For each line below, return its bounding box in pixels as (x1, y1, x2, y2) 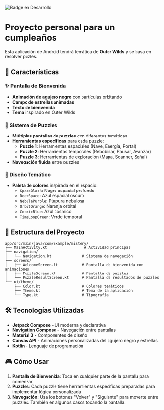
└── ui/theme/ (5, 280, 34, 285)
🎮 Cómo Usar (5, 357, 49, 366)
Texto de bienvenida (12, 104, 55, 110)
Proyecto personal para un (5, 22, 115, 33)
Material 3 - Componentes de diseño (12, 332, 87, 338)
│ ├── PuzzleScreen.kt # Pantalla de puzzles (5, 271, 129, 276)
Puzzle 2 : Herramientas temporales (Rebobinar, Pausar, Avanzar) (19, 148, 151, 154)
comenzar (12, 378, 33, 384)
